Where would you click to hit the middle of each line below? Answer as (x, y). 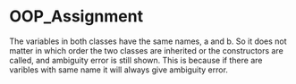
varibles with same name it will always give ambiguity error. (118, 70)
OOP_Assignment (76, 17)
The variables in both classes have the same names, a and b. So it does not (148, 41)
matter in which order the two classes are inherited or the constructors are (146, 50)
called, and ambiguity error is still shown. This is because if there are (136, 60)
